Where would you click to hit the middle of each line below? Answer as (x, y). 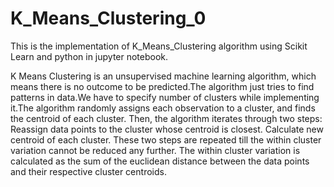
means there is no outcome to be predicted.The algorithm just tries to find (162, 86)
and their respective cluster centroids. (88, 171)
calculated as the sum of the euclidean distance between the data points (160, 161)
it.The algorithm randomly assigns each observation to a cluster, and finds (163, 108)
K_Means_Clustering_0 (108, 18)
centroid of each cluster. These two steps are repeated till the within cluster (166, 139)
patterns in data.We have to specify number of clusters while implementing (165, 97)
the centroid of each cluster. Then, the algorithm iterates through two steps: (166, 118)
